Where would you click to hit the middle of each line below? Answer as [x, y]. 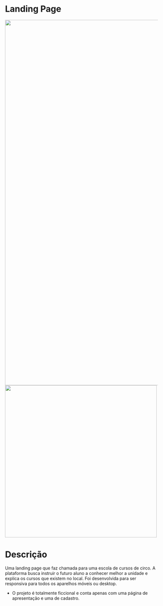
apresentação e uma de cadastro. [46, 598]
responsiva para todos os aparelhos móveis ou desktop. [61, 584]
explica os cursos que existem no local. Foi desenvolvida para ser [71, 578]
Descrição [26, 555]
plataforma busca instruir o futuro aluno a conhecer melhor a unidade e [76, 573]
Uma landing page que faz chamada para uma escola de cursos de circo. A [80, 568]
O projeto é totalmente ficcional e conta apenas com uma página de [80, 593]
